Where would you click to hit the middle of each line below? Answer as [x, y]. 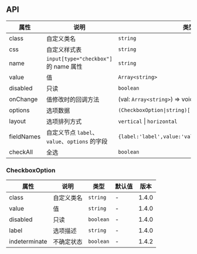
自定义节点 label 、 [72, 133]
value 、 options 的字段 [77, 141]
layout [18, 121]
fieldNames [25, 136]
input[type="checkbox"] [79, 59]
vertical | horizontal [148, 121]
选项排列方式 [64, 121]
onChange [23, 99]
